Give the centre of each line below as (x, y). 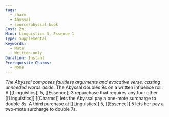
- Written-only (26, 53)
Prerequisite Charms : (28, 63)
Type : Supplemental (26, 39)
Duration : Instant (25, 58)
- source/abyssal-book (34, 24)
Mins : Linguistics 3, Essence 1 (40, 34)
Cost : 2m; (16, 29)
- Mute (17, 48)
